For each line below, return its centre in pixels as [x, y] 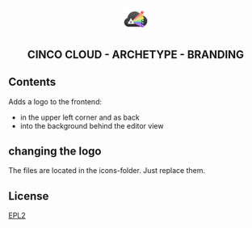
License [29, 196]
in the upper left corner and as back [80, 117]
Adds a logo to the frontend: [55, 101]
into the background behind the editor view [92, 125]
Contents [32, 82]
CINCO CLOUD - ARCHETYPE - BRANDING [136, 55]
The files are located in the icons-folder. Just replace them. [107, 171]
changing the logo [55, 151]
